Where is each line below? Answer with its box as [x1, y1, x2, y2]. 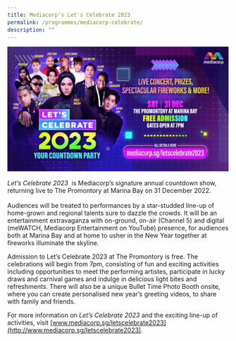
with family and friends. [7, 297, 76, 306]
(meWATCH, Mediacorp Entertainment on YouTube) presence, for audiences [7, 223, 229, 232]
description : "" [7, 26, 55, 33]
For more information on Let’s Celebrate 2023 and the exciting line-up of [7, 311, 218, 319]
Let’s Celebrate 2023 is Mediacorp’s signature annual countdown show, [7, 178, 217, 187]
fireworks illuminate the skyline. [7, 238, 99, 247]
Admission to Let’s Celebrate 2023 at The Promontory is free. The [7, 252, 199, 261]
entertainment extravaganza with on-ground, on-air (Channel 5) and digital [7, 216, 224, 225]
